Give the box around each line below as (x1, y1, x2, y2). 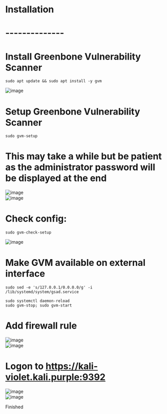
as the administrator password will (5, 161, 155, 173)
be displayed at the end (5, 172, 107, 184)
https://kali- (45, 361, 98, 372)
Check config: (5, 213, 67, 225)
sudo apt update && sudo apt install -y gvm (5, 79, 102, 84)
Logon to (5, 361, 44, 372)
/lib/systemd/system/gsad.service (5, 290, 79, 295)
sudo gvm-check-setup (5, 230, 52, 235)
